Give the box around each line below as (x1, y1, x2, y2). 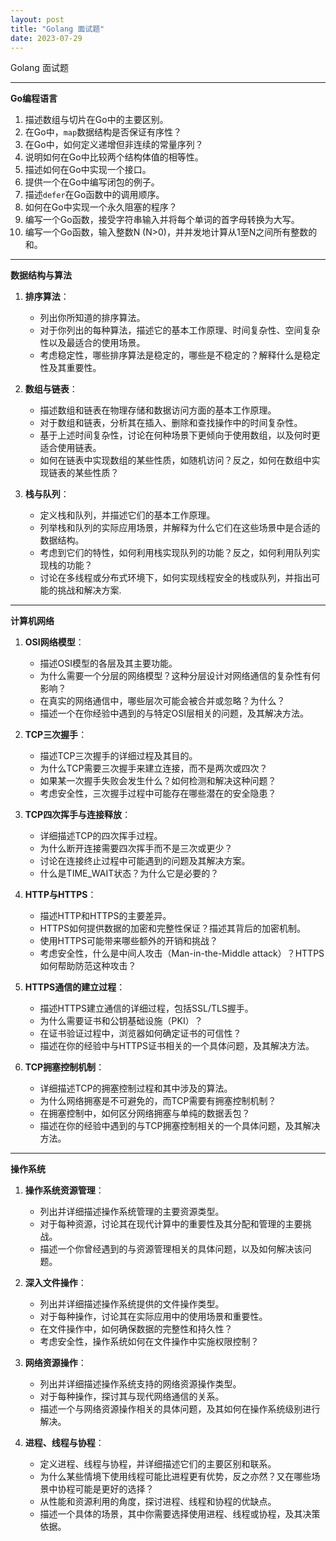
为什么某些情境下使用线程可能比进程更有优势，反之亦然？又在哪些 (39, 1471, 312, 1483)
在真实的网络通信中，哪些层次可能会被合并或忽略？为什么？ (39, 695, 286, 707)
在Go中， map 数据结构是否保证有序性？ (24, 126, 183, 138)
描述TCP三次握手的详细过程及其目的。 (39, 750, 198, 762)
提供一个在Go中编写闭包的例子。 (24, 176, 160, 188)
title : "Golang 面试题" (10, 24, 105, 34)
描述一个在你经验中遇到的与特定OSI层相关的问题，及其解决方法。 (39, 707, 310, 720)
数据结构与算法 (10, 269, 72, 281)
